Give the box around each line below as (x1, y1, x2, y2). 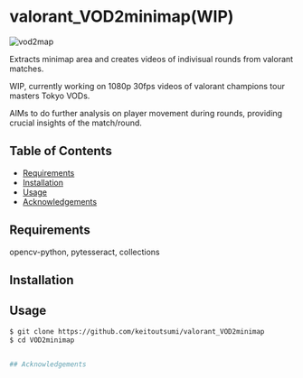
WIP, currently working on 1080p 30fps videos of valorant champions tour (9, 80, 285, 91)
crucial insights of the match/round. (9, 117, 143, 128)
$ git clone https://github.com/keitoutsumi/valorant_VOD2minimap (9, 327, 265, 336)
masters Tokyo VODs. (9, 90, 90, 101)
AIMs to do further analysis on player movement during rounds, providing (9, 107, 283, 118)
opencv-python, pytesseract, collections (9, 246, 160, 257)
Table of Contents (9, 143, 113, 159)
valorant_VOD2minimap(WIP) (9, 6, 234, 27)
